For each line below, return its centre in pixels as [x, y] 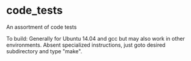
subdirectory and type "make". [44, 51]
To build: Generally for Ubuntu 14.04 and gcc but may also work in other [95, 38]
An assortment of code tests [42, 27]
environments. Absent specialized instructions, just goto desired [86, 45]
